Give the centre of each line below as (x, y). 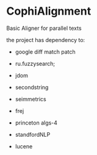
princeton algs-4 (36, 123)
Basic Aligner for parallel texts (44, 28)
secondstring (32, 87)
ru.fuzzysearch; (35, 63)
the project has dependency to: (46, 40)
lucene (24, 146)
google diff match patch (45, 52)
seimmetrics (31, 99)
